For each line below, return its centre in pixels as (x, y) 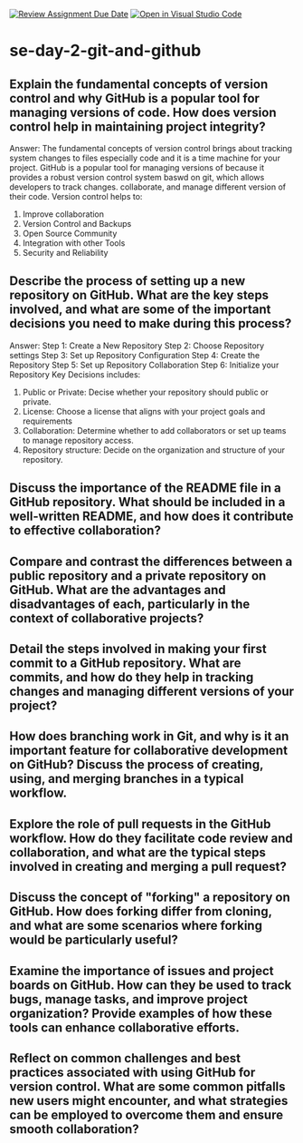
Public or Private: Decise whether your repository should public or (145, 392)
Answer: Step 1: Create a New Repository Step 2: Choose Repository (137, 346)
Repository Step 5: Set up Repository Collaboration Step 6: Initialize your (144, 365)
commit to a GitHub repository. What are (125, 663)
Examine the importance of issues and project (142, 971)
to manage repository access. (78, 440)
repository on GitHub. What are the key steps (139, 295)
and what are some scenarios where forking (136, 926)
